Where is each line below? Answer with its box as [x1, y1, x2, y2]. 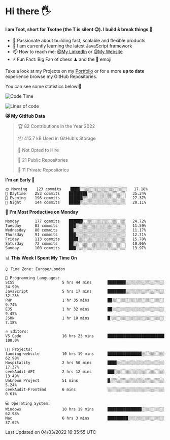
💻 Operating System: [5, 401, 51, 406]
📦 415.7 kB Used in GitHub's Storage [17, 135, 96, 142]
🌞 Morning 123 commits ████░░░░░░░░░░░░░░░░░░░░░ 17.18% [5, 187, 148, 192]
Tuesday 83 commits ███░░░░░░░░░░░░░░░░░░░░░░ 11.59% [5, 223, 146, 228]
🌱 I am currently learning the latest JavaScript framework [12, 43, 132, 49]
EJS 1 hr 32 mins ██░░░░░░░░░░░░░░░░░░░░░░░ [5, 307, 165, 312]
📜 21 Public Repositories [17, 157, 69, 163]
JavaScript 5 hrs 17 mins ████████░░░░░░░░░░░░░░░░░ [5, 289, 165, 294]
